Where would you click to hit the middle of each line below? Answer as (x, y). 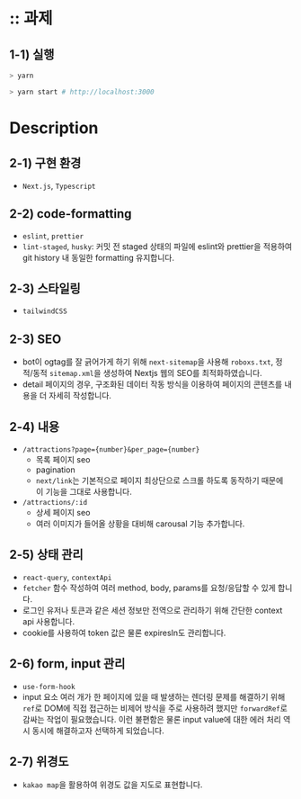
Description (54, 128)
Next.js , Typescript (59, 185)
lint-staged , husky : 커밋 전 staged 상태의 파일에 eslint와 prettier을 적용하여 (157, 246)
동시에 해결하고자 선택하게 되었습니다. (98, 731)
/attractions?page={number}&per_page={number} (111, 450)
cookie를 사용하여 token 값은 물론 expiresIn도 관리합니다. (124, 633)
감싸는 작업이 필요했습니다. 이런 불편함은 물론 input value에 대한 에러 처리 (151, 719)
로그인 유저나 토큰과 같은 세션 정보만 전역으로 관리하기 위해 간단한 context (152, 610)
